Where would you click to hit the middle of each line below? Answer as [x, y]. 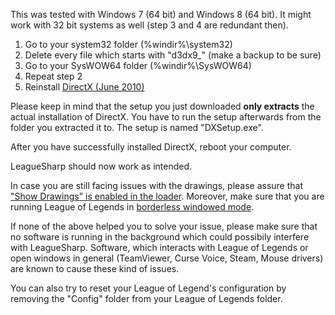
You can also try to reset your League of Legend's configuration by [148, 288]
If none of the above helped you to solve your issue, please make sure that [164, 226]
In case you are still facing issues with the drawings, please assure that [157, 185]
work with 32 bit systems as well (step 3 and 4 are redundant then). [149, 25]
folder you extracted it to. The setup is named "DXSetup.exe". [137, 127]
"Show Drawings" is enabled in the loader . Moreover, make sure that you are [167, 196]
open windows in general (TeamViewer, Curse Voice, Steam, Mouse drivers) [167, 258]
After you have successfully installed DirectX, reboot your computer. [151, 147]
